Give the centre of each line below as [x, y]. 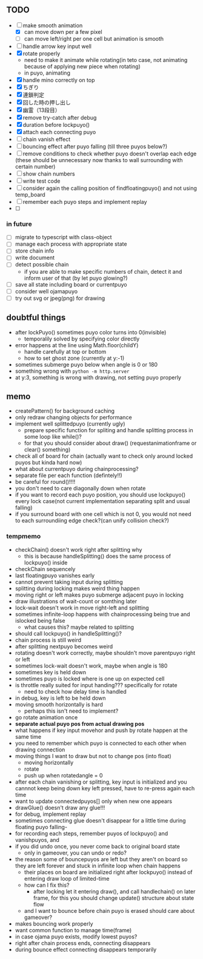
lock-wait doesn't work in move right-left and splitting [82, 608]
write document [35, 258]
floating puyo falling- [41, 827]
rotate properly [42, 53]
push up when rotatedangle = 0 [63, 775]
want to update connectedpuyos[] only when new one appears [94, 801]
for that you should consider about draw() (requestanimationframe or [110, 443]
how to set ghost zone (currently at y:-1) [74, 358]
